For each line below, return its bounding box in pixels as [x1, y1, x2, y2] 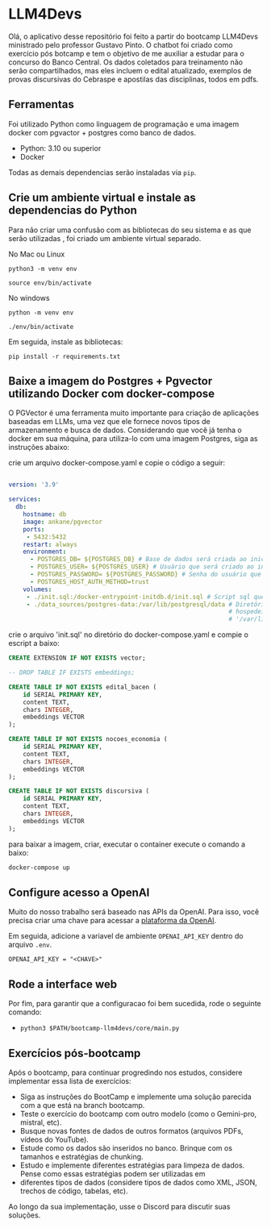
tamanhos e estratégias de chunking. [19, 1151, 144, 1161]
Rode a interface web [8, 977, 118, 991]
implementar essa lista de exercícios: [8, 1076, 131, 1085]
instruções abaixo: [8, 443, 70, 452]
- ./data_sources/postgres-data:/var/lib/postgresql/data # [26, 600, 232, 609]
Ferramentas [8, 98, 74, 111]
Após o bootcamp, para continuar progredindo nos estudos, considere [8, 1068, 243, 1077]
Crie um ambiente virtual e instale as [8, 191, 196, 205]
